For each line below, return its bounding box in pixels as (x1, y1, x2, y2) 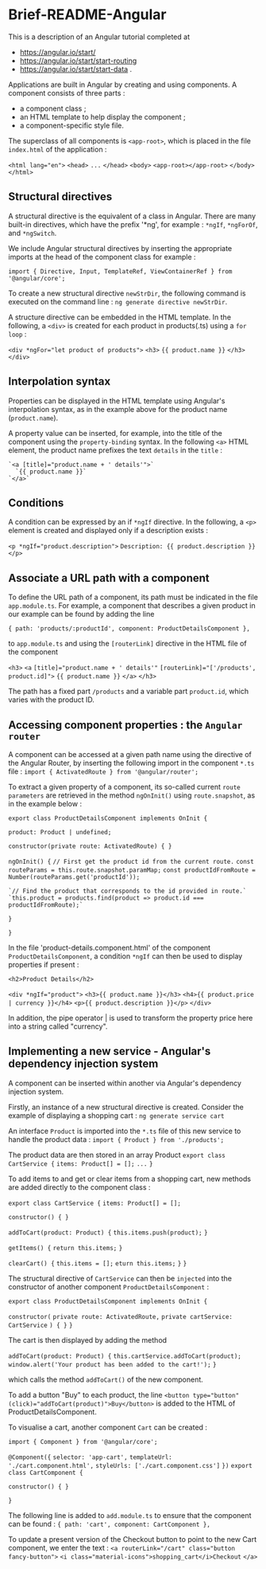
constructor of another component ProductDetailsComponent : (8, 1281, 209, 1292)
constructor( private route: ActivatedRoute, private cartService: (8, 1312, 233, 1320)
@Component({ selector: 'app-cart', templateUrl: (8, 1453, 173, 1461)
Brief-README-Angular (8, 6, 167, 24)
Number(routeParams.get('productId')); (8, 873, 141, 881)
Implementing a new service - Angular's (8, 1045, 211, 1058)
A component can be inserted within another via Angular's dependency (8, 1078, 242, 1088)
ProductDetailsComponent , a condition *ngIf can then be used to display (8, 951, 243, 961)
